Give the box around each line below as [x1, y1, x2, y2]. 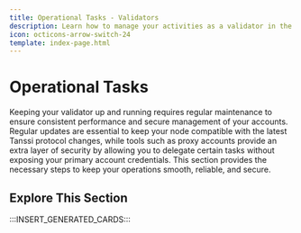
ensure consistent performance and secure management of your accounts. [9, 116, 288, 127]
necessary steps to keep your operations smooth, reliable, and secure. [9, 164, 272, 175]
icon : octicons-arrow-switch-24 [9, 30, 131, 39]
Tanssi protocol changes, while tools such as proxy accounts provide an [9, 136, 278, 147]
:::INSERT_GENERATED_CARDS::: [9, 214, 131, 225]
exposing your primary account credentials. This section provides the [9, 155, 268, 166]
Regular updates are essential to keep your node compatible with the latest [9, 126, 287, 137]
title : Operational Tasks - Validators [9, 13, 160, 22]
